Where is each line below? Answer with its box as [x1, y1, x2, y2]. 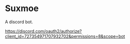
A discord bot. [5, 19, 33, 25]
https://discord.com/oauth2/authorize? [5, 28, 82, 34]
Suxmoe [5, 3, 39, 14]
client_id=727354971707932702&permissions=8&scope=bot [5, 33, 125, 39]
